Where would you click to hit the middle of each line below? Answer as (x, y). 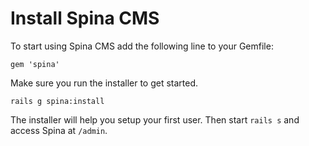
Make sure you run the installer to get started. (104, 83)
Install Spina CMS (85, 18)
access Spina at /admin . (59, 130)
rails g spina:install (57, 101)
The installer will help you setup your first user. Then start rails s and (155, 119)
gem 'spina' (35, 64)
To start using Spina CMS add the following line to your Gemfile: (142, 46)
